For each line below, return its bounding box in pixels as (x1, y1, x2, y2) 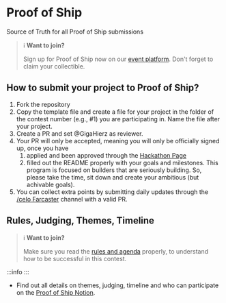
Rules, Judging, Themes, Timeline (6, 215, 155, 227)
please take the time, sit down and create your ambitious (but (26, 173, 199, 181)
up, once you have (16, 144, 69, 152)
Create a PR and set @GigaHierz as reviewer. (16, 129, 143, 138)
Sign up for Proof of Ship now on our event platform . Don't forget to (23, 55, 214, 63)
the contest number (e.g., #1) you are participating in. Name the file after (16, 114, 220, 123)
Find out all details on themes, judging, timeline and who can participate (16, 281, 219, 289)
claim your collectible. (23, 62, 85, 70)
